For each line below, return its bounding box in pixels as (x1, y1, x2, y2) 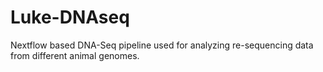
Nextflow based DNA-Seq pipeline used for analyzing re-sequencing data (10, 39, 314, 51)
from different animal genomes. (10, 49, 140, 61)
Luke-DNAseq (10, 6, 130, 29)
